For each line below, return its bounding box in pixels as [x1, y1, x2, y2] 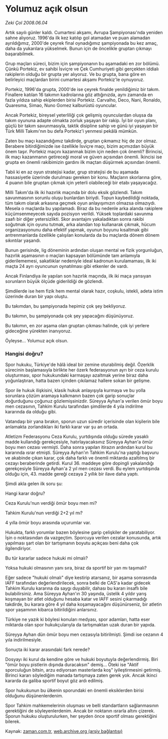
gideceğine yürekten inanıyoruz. [5, 328, 72, 334]
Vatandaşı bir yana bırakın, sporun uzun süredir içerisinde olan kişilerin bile [5, 418, 160, 425]
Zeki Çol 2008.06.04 [5, 20, 48, 26]
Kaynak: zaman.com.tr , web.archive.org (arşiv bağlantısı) [5, 728, 123, 734]
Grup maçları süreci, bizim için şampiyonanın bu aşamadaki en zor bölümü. [5, 60, 160, 66]
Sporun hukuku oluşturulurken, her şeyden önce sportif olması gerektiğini [5, 713, 157, 719]
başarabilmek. [5, 51, 35, 57]
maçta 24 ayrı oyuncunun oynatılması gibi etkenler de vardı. [5, 263, 129, 269]
